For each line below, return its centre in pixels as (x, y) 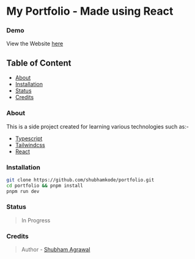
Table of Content (39, 63)
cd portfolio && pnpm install (45, 186)
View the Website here (35, 43)
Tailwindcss (30, 145)
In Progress (36, 220)
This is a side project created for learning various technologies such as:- (98, 126)
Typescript (29, 138)
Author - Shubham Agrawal (56, 250)
